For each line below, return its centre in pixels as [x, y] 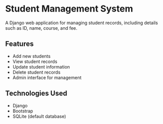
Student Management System [69, 9]
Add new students [32, 56]
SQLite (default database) [39, 116]
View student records [35, 61]
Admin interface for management [47, 77]
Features [19, 44]
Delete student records [36, 72]
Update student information [41, 67]
